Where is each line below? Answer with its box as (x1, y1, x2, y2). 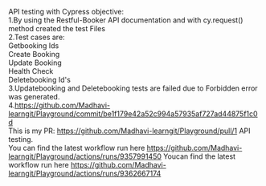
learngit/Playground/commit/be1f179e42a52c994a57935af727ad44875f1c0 (8, 109, 259, 119)
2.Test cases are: (8, 32, 66, 42)
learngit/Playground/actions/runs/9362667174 (8, 168, 162, 178)
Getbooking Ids (8, 41, 59, 51)
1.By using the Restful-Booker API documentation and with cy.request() (8, 15, 243, 25)
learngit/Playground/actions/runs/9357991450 (8, 152, 162, 161)
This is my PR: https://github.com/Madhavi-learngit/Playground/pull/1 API (8, 126, 251, 135)
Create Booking (8, 50, 60, 59)
